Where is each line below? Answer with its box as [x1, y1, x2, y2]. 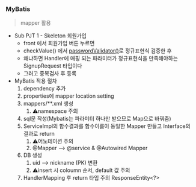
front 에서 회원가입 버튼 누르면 [23, 40, 95, 47]
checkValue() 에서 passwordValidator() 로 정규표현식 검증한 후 [23, 47, 172, 54]
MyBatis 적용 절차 [14, 77, 58, 84]
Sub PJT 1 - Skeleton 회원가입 [14, 32, 87, 39]
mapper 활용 [20, 19, 52, 27]
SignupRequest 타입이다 [23, 62, 82, 69]
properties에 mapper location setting [23, 92, 115, 100]
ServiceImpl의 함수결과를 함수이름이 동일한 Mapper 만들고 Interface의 [23, 122, 191, 130]
